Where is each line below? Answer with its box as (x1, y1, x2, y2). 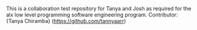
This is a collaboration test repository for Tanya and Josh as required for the (6, 5, 192, 12)
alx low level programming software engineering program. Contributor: (6, 11, 179, 18)
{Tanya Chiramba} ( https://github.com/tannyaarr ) (6, 18, 126, 24)
